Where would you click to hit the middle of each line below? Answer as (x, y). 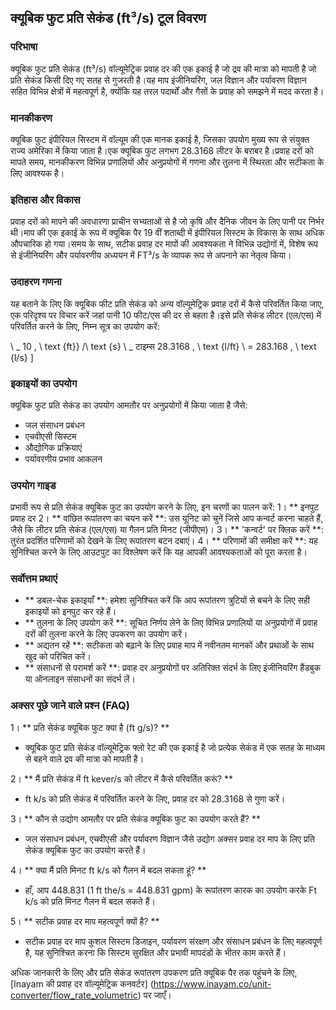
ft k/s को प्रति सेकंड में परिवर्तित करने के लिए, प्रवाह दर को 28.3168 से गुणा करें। (155, 798)
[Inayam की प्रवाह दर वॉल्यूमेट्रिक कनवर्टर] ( (82, 983)
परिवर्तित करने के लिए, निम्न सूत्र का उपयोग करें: (85, 326)
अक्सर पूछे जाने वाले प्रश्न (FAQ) (70, 706)
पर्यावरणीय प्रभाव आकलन (63, 458)
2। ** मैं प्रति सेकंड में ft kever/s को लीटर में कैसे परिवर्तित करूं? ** (122, 778)
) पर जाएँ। (154, 995)
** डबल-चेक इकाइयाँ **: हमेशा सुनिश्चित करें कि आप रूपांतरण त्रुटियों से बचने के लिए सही (167, 600)
